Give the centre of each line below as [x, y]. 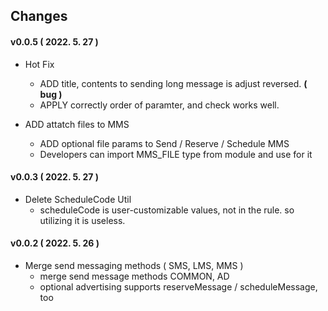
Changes [39, 16]
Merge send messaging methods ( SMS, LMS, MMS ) [134, 265]
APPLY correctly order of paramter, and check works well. [159, 105]
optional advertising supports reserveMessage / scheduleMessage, [178, 287]
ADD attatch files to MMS [77, 124]
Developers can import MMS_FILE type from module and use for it [176, 154]
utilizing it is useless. [82, 220]
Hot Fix [39, 64]
